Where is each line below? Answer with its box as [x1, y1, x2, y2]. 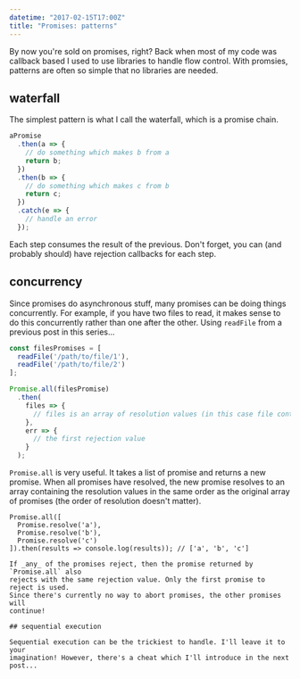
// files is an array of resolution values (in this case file [32, 410, 274, 418]
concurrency [9, 274, 83, 290]
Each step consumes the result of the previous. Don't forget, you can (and [9, 238, 282, 250]
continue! [9, 607, 46, 616]
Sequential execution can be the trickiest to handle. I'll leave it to [9, 638, 286, 647]
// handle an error [25, 215, 98, 224]
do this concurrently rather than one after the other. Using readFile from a [9, 317, 283, 327]
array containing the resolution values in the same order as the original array [9, 486, 290, 496]
